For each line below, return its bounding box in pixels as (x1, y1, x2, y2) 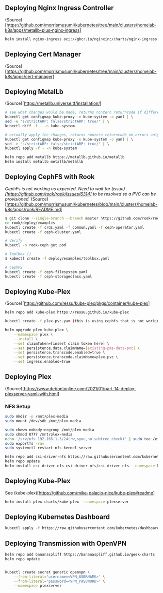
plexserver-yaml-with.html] (5, 391, 60, 396)
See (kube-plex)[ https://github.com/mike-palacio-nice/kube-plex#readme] (5, 490, 155, 495)
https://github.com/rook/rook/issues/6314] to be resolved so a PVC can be (6, 191, 156, 197)
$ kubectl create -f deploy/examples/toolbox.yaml (5, 256, 110, 261)
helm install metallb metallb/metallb (5, 159, 83, 164)
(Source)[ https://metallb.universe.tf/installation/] (5, 100, 102, 106)
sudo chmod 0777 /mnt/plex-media (5, 432, 73, 437)
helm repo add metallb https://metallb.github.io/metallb (5, 155, 125, 160)
